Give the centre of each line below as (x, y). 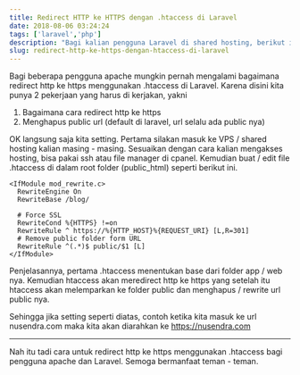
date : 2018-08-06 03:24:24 (59, 26)
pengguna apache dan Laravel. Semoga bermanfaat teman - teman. (134, 362)
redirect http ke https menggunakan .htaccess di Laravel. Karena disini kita (146, 86)
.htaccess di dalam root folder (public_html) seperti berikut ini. (124, 168)
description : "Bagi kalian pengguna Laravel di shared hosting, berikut (147, 42)
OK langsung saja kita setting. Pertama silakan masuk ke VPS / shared (138, 139)
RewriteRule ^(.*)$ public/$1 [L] (81, 246)
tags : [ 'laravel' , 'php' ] (55, 34)
